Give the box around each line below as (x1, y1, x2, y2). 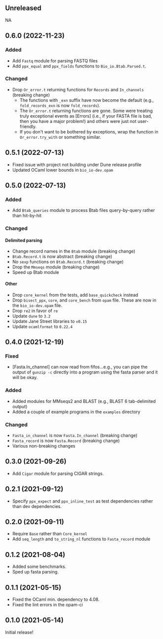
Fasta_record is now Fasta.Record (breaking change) (12, 438, 120, 444)
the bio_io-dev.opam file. (12, 302, 63, 308)
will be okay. (12, 375, 38, 381)
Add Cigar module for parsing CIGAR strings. (12, 470, 104, 476)
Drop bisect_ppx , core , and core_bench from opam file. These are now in (12, 297, 157, 303)
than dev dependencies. (12, 503, 62, 509)
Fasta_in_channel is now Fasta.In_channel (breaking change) (12, 432, 138, 438)
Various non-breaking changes (12, 443, 76, 448)
